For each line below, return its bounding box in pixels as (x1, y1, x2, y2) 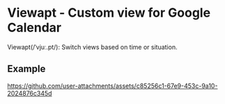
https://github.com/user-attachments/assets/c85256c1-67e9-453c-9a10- (7, 82, 218, 90)
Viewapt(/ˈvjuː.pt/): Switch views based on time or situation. (7, 43, 178, 51)
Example (7, 63, 46, 75)
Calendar (7, 20, 61, 36)
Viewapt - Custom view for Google (7, 5, 211, 21)
